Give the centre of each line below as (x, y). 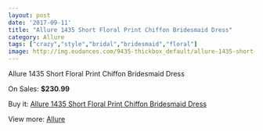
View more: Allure (37, 119)
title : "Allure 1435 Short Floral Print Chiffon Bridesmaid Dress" (121, 30)
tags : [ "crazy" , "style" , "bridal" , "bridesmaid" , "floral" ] (103, 44)
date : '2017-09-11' (40, 23)
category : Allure (36, 37)
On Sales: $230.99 (39, 89)
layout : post (29, 15)
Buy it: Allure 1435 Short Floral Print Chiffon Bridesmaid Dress (108, 104)
